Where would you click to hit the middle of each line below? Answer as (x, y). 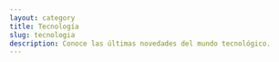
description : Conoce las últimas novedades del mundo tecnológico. (140, 43)
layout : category (42, 18)
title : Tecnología (44, 26)
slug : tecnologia (42, 35)
